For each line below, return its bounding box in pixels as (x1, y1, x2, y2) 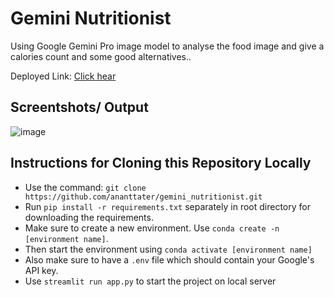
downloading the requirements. (24, 211, 154, 223)
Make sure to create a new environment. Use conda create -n (24, 222, 280, 234)
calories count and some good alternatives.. (10, 50, 192, 62)
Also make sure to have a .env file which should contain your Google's (24, 253, 315, 266)
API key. (24, 264, 59, 276)
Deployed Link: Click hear (10, 70, 117, 82)
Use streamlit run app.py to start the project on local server (24, 275, 277, 287)
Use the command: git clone (24, 181, 147, 193)
